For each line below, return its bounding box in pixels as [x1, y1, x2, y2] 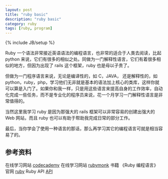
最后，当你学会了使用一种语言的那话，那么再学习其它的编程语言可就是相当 [5, 125, 158, 131]
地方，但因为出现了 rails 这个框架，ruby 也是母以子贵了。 [13, 62, 132, 68]
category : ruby [5, 21, 37, 26]
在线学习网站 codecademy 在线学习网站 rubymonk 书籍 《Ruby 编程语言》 [5, 162, 158, 168]
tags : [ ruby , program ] [5, 26, 52, 31]
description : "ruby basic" [5, 16, 61, 21]
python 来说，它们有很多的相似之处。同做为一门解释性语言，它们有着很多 [5, 56, 156, 62]
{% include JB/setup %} [5, 39, 55, 45]
